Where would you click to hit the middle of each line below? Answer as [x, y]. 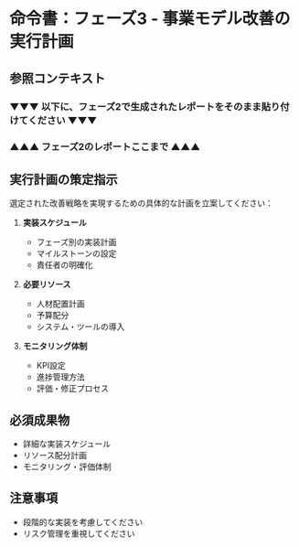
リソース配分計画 [55, 456]
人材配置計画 [60, 304]
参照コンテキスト [58, 78]
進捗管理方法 [60, 377]
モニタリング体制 [55, 346]
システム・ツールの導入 [80, 327]
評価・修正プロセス [73, 389]
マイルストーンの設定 [76, 253]
